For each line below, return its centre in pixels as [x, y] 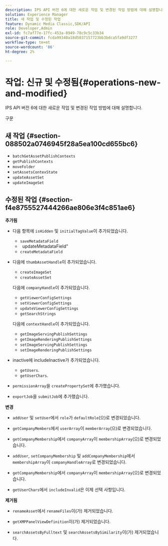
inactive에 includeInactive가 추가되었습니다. [56, 360]
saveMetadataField [39, 241]
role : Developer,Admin [29, 29]
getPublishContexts [33, 162]
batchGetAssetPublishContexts [44, 156]
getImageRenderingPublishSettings [56, 340]
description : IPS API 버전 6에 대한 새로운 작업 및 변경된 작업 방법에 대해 [76, 10]
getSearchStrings [38, 314]
